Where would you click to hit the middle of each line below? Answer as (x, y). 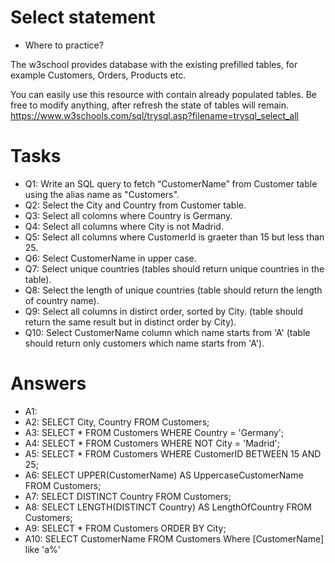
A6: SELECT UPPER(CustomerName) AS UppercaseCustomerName (164, 475)
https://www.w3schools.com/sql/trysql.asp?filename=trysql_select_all (155, 115)
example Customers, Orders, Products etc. (98, 75)
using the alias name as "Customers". (102, 194)
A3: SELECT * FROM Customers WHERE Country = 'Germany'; (154, 432)
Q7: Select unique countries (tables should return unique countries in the (174, 268)
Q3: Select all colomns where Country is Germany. (128, 215)
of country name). (62, 300)
